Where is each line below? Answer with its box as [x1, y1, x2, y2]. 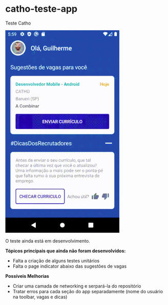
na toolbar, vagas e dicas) [12, 294, 68, 300]
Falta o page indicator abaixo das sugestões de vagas [12, 263, 127, 269]
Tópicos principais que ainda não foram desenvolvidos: [5, 248, 126, 254]
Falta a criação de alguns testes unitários [12, 257, 100, 264]
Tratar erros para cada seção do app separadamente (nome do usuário [12, 288, 163, 294]
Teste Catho [5, 20, 31, 26]
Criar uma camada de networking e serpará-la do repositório [12, 282, 141, 289]
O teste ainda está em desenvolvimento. [5, 237, 91, 244]
